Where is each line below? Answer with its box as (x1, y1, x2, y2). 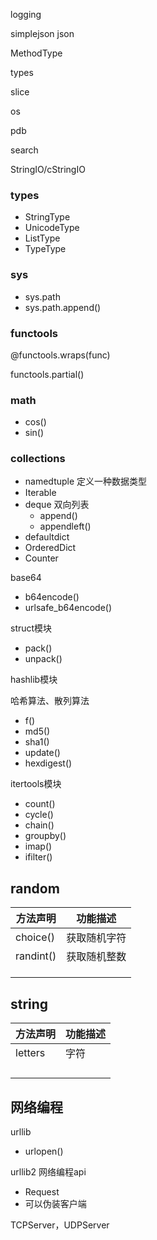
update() (24, 747, 61, 759)
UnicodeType (24, 222, 80, 234)
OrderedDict (24, 542, 77, 554)
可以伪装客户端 (24, 1197, 87, 1209)
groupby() (24, 830, 67, 842)
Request (24, 1185, 60, 1198)
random (10, 880, 60, 897)
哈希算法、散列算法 (10, 695, 90, 707)
